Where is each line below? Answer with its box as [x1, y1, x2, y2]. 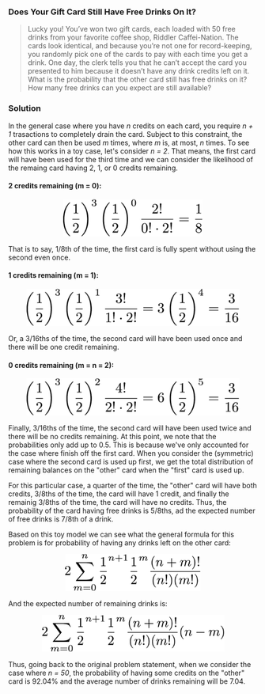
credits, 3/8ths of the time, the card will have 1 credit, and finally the [8, 489, 229, 499]
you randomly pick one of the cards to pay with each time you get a [27, 50, 248, 59]
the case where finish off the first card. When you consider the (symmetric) [8, 449, 255, 458]
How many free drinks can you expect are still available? [27, 83, 212, 93]
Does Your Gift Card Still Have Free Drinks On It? [8, 6, 196, 17]
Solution [8, 103, 42, 114]
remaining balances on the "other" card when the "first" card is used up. [8, 465, 244, 475]
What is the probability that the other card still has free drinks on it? [27, 74, 248, 85]
